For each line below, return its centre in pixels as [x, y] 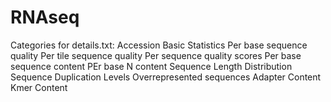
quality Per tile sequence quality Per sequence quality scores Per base [156, 55]
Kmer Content [39, 87]
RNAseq [45, 17]
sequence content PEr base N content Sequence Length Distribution [151, 66]
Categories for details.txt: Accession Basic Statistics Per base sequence [159, 45]
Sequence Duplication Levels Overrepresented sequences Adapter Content [166, 77]
